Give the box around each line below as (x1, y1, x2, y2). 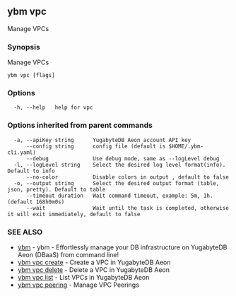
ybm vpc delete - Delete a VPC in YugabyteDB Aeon (17, 266, 170, 274)
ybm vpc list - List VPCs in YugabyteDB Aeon (17, 273, 150, 281)
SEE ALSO (7, 227, 43, 237)
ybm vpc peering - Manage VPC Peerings (17, 280, 140, 289)
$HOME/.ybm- (168, 143, 203, 150)
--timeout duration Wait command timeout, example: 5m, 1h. (25, 192, 213, 199)
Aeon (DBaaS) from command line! (17, 251, 119, 259)
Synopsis (7, 42, 40, 52)
